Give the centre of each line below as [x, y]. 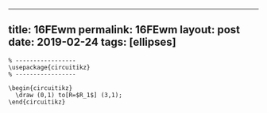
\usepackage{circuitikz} [49, 67]
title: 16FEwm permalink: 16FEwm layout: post [124, 30]
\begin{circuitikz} [41, 88]
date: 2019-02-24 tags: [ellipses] [92, 42]
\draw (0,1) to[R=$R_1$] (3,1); [69, 95]
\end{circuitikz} [37, 102]
